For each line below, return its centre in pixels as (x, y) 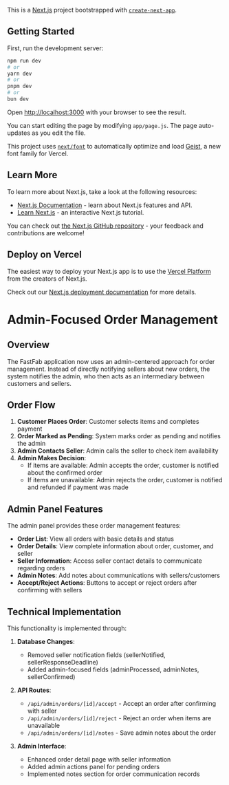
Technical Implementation (64, 612)
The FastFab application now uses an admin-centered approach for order (111, 361)
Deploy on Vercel (45, 255)
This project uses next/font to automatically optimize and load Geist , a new (114, 146)
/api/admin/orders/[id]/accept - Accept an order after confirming (122, 703)
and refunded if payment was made (78, 487)
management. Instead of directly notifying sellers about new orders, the (109, 369)
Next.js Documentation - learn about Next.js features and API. (105, 205)
